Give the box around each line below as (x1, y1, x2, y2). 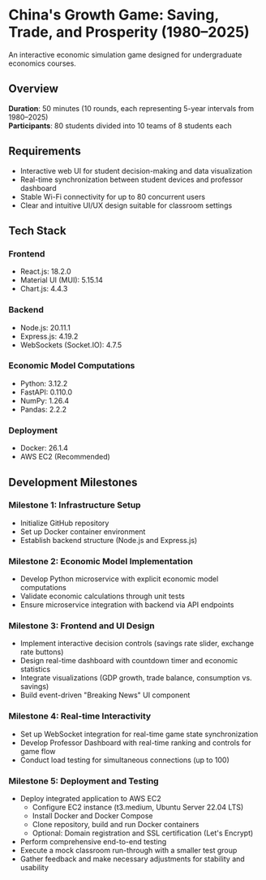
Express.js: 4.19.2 (19, 331, 79, 341)
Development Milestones (8, 475, 138, 489)
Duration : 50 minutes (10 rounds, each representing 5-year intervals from (8, 103, 255, 113)
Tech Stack (8, 223, 66, 237)
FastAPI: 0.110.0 (19, 387, 73, 397)
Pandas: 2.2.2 (19, 404, 67, 414)
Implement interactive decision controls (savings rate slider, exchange (19, 639, 254, 649)
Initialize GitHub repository (19, 518, 109, 528)
